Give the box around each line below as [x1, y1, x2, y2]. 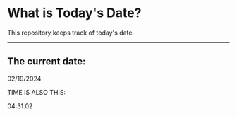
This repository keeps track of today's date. [7, 28, 135, 37]
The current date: [7, 55, 86, 68]
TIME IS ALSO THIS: [7, 88, 66, 96]
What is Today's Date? [7, 5, 142, 21]
